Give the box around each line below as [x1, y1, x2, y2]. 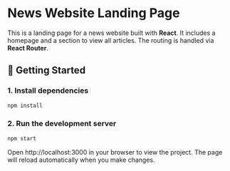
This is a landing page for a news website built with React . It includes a [7, 28, 216, 37]
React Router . [7, 43, 48, 52]
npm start [7, 135, 37, 142]
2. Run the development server [7, 119, 117, 129]
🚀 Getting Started [7, 64, 86, 76]
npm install [7, 102, 43, 109]
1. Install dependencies [7, 85, 89, 95]
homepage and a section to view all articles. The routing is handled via [7, 36, 214, 44]
